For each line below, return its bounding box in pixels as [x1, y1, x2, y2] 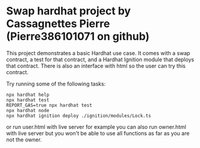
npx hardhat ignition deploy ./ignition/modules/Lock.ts [6, 113, 151, 119]
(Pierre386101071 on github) [6, 30, 150, 43]
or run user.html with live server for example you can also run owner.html [6, 123, 187, 130]
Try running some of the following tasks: [6, 80, 106, 87]
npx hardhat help [6, 92, 50, 98]
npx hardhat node [6, 107, 50, 113]
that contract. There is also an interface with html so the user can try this [6, 62, 186, 70]
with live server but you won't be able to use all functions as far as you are [6, 129, 190, 137]
